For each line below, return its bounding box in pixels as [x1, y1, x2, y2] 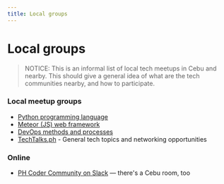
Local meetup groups [7, 97, 82, 106]
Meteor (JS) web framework [17, 120, 100, 128]
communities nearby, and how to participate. [24, 79, 155, 87]
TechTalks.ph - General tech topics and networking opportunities [17, 135, 207, 143]
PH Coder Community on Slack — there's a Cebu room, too [17, 168, 191, 177]
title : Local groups [7, 10, 69, 18]
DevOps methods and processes [17, 128, 113, 136]
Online [7, 152, 30, 162]
